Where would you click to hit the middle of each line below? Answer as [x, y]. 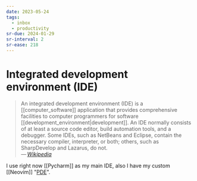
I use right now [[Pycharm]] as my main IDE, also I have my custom [88, 166]
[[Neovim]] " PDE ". [28, 172]
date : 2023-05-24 [28, 12]
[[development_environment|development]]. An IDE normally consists [106, 122]
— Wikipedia [36, 154]
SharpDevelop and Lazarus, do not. [64, 148]
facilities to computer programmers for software [79, 116]
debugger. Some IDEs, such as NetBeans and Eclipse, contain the [101, 135]
